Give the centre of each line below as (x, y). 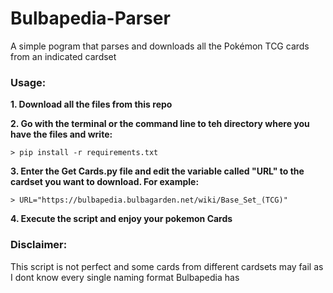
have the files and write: (61, 134)
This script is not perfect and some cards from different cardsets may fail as (167, 266)
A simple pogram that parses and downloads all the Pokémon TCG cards (160, 46)
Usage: (28, 82)
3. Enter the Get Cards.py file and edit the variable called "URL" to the (157, 171)
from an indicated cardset (63, 56)
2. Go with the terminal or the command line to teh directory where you (160, 124)
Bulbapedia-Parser (90, 18)
